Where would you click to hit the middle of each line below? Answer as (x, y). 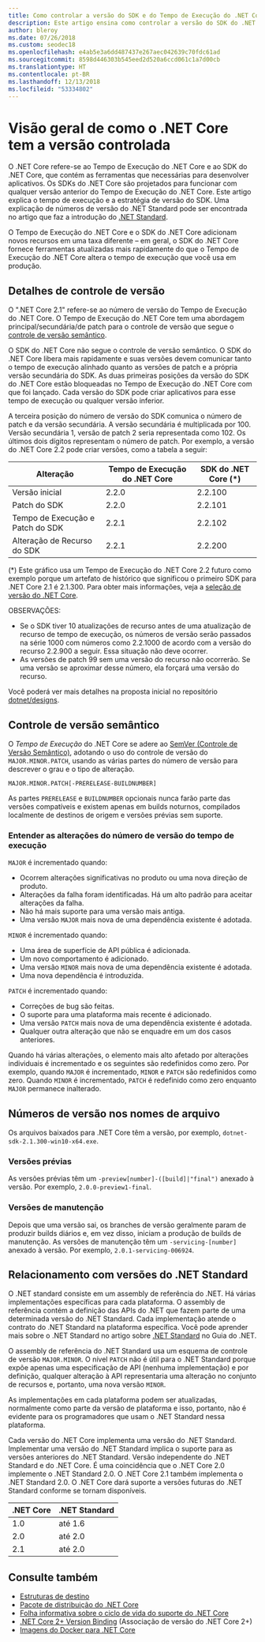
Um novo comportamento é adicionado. (84, 959)
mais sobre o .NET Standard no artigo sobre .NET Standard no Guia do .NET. (132, 1335)
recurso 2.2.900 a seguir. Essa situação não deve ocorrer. (114, 651)
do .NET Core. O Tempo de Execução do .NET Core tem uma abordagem (126, 318)
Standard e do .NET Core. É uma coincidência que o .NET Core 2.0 (116, 1466)
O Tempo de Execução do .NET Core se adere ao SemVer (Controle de (123, 744)
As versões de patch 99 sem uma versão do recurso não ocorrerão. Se (135, 660)
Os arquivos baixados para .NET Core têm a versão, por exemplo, (115, 1133)
